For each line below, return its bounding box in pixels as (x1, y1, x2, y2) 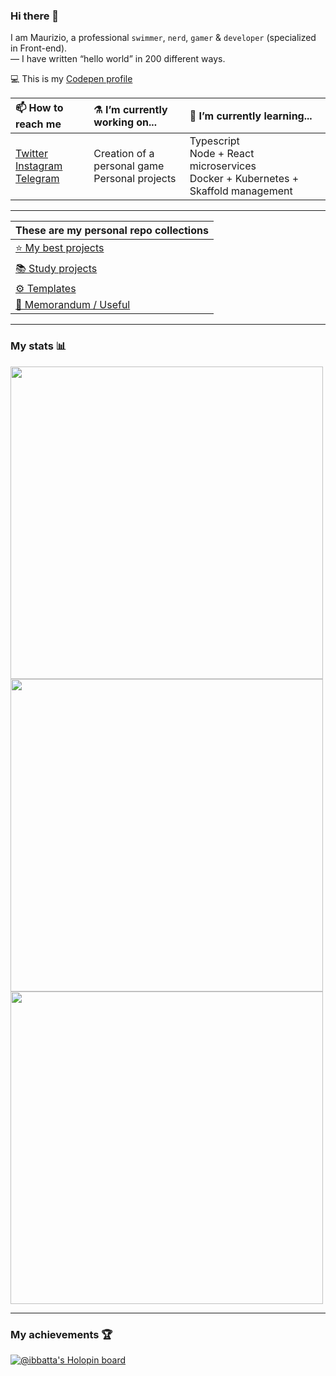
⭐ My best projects (15, 241, 105, 255)
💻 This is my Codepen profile (10, 73, 133, 85)
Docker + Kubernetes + (189, 172, 300, 186)
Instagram (15, 159, 63, 173)
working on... (93, 115, 157, 129)
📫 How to (15, 101, 64, 115)
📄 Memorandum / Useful (15, 298, 131, 312)
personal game (93, 159, 165, 173)
